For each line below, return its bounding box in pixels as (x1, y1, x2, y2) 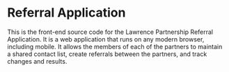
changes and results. (7, 57, 68, 65)
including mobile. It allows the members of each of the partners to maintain (7, 42, 223, 51)
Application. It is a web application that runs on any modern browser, (7, 35, 205, 43)
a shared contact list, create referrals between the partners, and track (7, 50, 207, 58)
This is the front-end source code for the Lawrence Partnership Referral (7, 28, 214, 36)
